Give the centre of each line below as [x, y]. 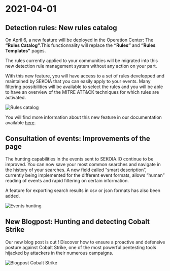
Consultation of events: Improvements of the [78, 139]
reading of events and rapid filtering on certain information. [67, 180]
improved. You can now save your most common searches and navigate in [83, 164]
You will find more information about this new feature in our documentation [84, 117]
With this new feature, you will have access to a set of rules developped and [85, 76]
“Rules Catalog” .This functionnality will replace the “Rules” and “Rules [80, 45]
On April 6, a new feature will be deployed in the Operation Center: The [79, 40]
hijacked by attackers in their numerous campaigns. [59, 253]
